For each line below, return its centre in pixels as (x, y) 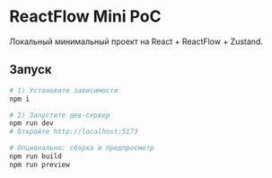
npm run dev (31, 123)
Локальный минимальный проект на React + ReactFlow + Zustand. (136, 41)
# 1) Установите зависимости (64, 90)
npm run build (36, 156)
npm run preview (39, 165)
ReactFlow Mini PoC (85, 17)
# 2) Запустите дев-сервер (60, 115)
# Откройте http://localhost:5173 (74, 132)
